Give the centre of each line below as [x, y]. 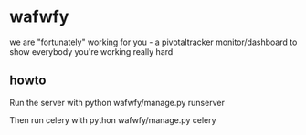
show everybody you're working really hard [91, 51]
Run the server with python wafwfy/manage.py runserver [117, 102]
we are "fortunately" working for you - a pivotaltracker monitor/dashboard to [153, 42]
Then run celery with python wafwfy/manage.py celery [113, 119]
